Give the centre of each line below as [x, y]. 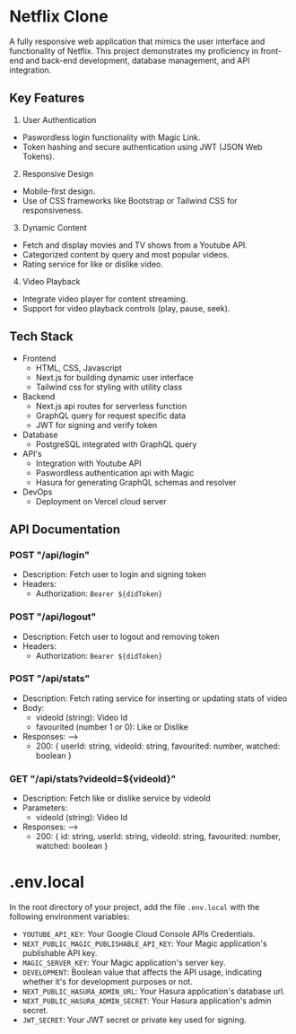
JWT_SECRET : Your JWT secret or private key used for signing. [134, 1020]
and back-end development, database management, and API [138, 60]
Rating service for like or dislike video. [93, 264]
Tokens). [39, 156]
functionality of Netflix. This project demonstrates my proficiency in [134, 50]
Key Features [47, 98]
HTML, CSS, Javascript [79, 368]
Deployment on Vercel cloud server [101, 501]
